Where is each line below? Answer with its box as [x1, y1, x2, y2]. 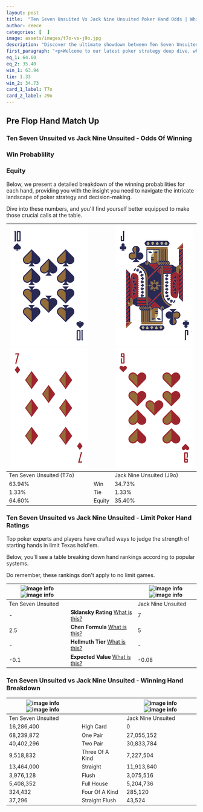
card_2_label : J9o [6, 93, 53, 99]
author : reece [6, 22, 42, 28]
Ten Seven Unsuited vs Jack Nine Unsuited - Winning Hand [6, 676, 184, 684]
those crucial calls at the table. [6, 211, 83, 219]
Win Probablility [6, 150, 54, 159]
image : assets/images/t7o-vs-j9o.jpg [6, 35, 101, 42]
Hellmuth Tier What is [70, 638, 126, 645]
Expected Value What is [70, 653, 131, 660]
